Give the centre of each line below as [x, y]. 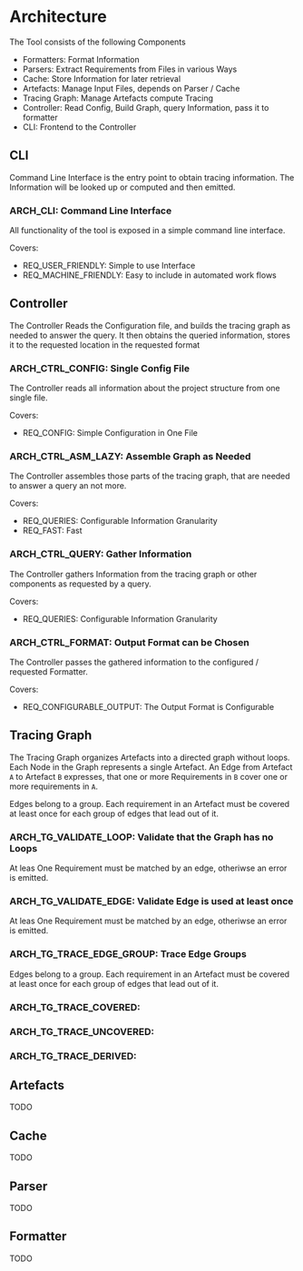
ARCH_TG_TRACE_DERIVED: [73, 1056]
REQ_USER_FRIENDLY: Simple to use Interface [109, 266]
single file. [29, 398]
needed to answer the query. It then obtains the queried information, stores [150, 335]
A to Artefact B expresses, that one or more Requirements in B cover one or [149, 776]
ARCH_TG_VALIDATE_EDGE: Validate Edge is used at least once [151, 902]
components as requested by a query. [80, 584]
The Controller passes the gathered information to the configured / [134, 662]
